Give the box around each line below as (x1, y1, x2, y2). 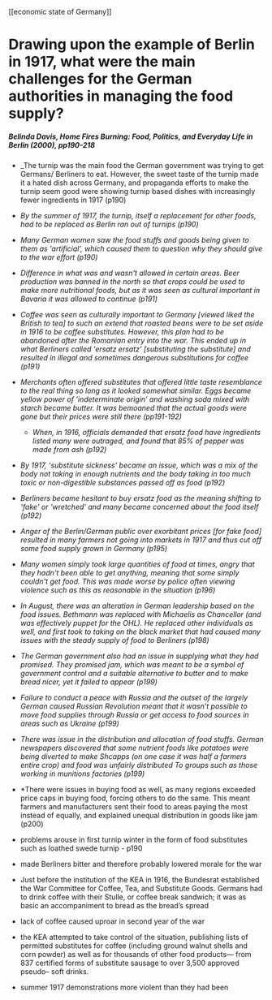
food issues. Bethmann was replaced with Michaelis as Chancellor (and (19, 610, 261, 619)
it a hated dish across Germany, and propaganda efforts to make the (19, 178, 249, 187)
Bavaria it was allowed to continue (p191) (19, 294, 158, 304)
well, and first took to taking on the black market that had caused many (19, 627, 261, 636)
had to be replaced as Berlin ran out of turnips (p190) (19, 219, 199, 230)
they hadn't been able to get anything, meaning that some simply (19, 568, 240, 578)
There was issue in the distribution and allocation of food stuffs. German (19, 735, 264, 744)
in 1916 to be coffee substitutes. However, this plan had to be (19, 327, 225, 337)
